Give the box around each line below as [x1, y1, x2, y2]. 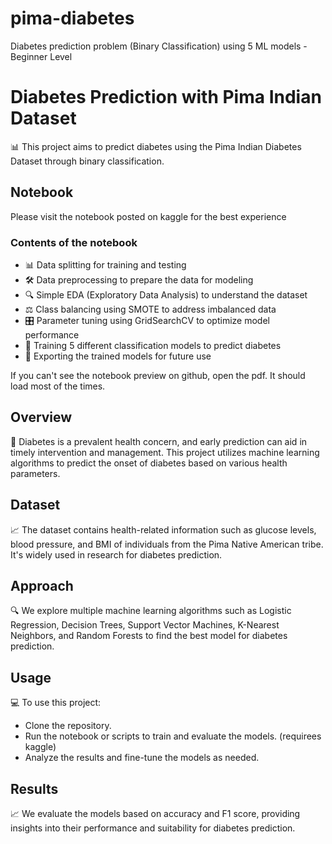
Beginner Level [10, 50, 73, 62]
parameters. [10, 467, 61, 479]
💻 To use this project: [10, 697, 102, 709]
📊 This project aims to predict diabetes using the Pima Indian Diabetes [10, 140, 302, 152]
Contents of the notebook [10, 235, 138, 249]
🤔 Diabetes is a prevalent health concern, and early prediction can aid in [10, 435, 308, 447]
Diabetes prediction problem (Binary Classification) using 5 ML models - [10, 40, 308, 52]
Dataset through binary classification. [10, 155, 165, 167]
